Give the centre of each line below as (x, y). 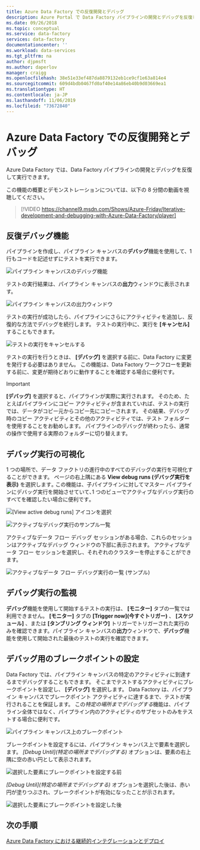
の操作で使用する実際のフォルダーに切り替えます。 (68, 433)
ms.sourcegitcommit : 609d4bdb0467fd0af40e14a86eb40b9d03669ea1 (86, 84)
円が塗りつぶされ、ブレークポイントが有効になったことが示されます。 (92, 792)
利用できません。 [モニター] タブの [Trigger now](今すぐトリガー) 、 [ (92, 616)
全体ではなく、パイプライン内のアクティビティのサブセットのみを (102, 711)
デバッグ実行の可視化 (45, 454)
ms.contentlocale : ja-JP (37, 95)
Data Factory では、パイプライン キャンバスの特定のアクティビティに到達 (96, 674)
